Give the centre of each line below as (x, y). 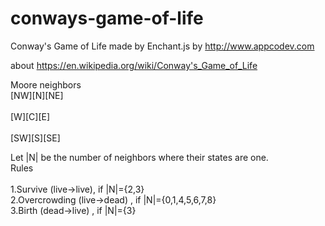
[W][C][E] (30, 116)
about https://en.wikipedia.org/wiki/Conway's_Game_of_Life (134, 65)
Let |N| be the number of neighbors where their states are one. (139, 157)
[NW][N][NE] (37, 95)
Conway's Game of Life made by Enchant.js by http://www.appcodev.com (162, 46)
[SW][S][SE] (35, 138)
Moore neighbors (46, 84)
